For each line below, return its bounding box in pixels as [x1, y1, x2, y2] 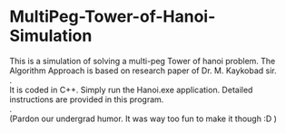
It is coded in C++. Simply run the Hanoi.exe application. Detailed [9, 84, 253, 95]
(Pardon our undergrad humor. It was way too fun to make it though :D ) [9, 113, 277, 124]
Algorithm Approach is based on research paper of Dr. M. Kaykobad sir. [9, 65, 277, 76]
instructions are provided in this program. [9, 93, 164, 105]
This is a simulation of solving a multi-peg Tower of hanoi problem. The [9, 55, 276, 66]
